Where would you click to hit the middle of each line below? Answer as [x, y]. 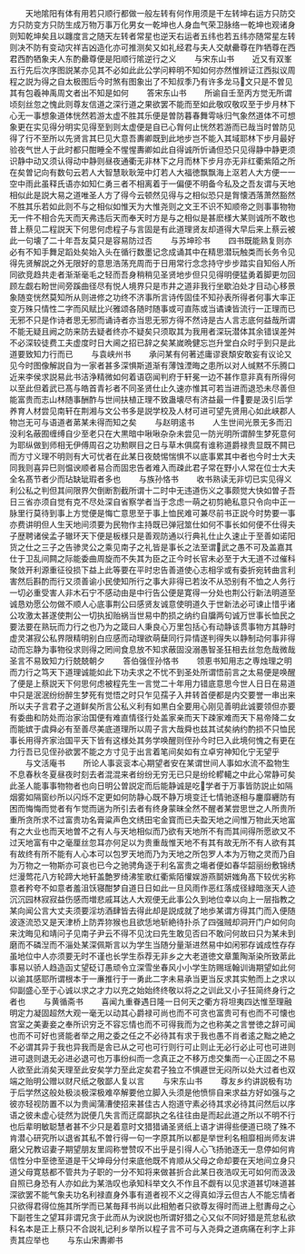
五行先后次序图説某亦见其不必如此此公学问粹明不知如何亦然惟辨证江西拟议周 [152, 70]
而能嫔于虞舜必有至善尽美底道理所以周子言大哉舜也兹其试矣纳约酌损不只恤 [148, 729]
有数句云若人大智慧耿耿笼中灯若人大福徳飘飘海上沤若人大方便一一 [172, 172]
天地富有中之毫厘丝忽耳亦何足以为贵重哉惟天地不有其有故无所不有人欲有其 [156, 842]
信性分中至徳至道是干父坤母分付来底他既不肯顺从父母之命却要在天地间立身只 [152, 1160]
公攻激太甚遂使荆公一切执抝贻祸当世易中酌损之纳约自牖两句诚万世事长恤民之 [152, 615]
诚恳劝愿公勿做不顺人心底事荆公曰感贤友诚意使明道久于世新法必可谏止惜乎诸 [152, 604]
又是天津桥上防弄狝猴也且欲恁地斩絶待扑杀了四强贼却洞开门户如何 [164, 922]
